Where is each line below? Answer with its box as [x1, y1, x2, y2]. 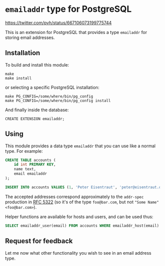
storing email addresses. [5, 34, 55, 40]
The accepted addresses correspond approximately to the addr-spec [5, 194, 144, 199]
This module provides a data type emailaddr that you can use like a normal [5, 143, 156, 149]
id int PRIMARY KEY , [14, 162, 56, 167]
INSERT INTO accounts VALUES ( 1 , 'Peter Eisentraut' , [5, 185, 118, 190]
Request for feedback [5, 237, 73, 245]
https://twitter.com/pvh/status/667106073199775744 [5, 20, 112, 26]
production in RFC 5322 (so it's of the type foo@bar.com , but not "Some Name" [5, 199, 159, 205]
